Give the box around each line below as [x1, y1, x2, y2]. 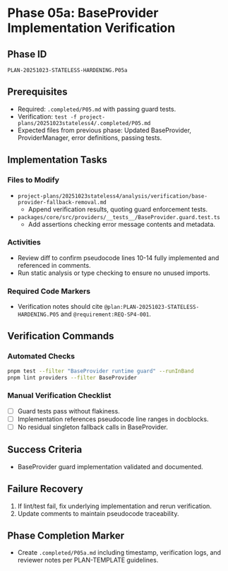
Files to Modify [7, 175, 60, 185]
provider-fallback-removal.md [17, 199, 107, 206]
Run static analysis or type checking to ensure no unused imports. [17, 269, 210, 277]
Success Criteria [7, 444, 83, 456]
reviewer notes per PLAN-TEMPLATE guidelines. [17, 556, 159, 565]
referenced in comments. [17, 261, 91, 269]
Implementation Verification [7, 20, 176, 36]
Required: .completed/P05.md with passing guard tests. [17, 105, 176, 113]
